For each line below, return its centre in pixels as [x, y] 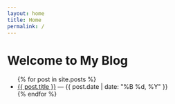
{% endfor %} [37, 94]
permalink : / [26, 26]
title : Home [24, 20]
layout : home [26, 13]
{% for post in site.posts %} [57, 79]
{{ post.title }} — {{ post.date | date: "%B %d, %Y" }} [92, 87]
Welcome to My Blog [68, 60]
